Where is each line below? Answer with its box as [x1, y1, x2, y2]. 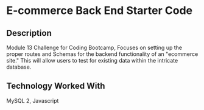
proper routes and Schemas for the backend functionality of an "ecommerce [6, 50, 199, 58]
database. [6, 63, 32, 70]
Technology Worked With [6, 81, 105, 91]
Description [6, 28, 52, 38]
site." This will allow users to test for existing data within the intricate [6, 57, 178, 64]
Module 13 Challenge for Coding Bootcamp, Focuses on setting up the [6, 44, 183, 51]
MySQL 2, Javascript [6, 97, 59, 104]
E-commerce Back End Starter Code [6, 4, 193, 18]
